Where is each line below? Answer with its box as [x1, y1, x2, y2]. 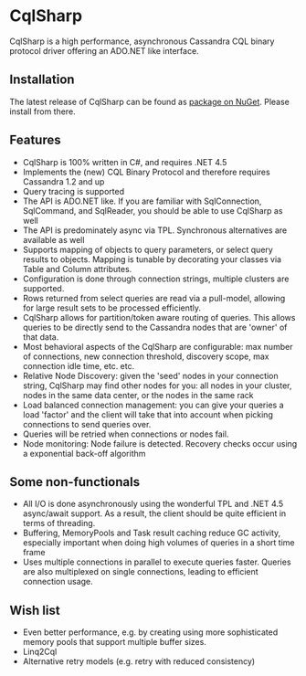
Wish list [9, 602, 61, 618]
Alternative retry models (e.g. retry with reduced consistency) [22, 656, 256, 667]
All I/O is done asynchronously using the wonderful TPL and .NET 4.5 [22, 499, 284, 510]
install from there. [9, 106, 76, 117]
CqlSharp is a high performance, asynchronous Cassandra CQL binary [9, 36, 275, 47]
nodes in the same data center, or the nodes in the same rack [22, 389, 254, 400]
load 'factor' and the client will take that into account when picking [22, 408, 274, 420]
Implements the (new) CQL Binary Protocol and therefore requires [22, 166, 271, 177]
